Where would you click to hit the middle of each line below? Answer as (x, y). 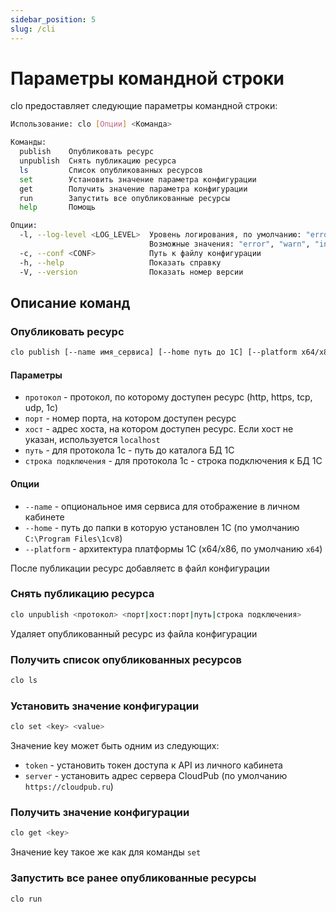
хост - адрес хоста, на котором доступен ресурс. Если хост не (159, 429)
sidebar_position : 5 (53, 19)
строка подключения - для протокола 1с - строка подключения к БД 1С (173, 461)
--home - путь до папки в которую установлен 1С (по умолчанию (162, 527)
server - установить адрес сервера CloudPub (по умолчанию (156, 776)
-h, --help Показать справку (120, 262)
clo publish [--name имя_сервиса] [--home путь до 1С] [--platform (154, 352)
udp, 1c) (41, 408)
